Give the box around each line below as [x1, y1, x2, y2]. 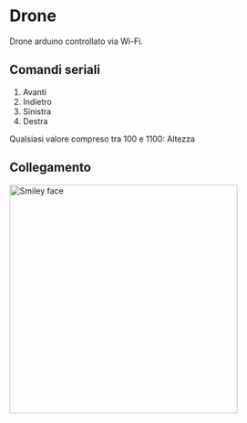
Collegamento [9, 160, 91, 175]
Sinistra [22, 106, 52, 117]
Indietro [22, 96, 52, 107]
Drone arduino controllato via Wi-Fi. [9, 36, 144, 47]
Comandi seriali [9, 62, 100, 78]
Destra [22, 115, 48, 126]
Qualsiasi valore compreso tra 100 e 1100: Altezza [9, 133, 196, 144]
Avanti [22, 86, 47, 97]
